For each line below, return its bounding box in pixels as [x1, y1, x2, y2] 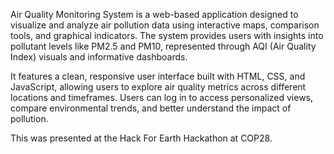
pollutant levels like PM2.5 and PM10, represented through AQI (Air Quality [10, 40, 317, 52]
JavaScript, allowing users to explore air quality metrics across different [10, 81, 307, 93]
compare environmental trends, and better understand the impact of [10, 102, 292, 114]
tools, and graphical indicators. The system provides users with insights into [10, 30, 324, 41]
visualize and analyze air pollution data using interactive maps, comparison [10, 19, 320, 31]
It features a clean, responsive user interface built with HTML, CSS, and [10, 70, 306, 82]
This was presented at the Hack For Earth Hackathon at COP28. [10, 132, 273, 144]
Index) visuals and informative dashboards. [10, 51, 188, 63]
